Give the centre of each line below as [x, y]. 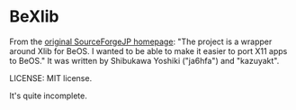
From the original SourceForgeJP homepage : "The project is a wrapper [141, 41]
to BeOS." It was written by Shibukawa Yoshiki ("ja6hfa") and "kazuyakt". [144, 60]
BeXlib [34, 17]
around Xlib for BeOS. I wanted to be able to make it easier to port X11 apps [148, 50]
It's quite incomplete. [48, 96]
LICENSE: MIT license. [51, 78]
